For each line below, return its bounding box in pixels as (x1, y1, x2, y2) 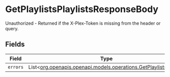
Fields (5, 40, 25, 49)
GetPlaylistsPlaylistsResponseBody (5, 4, 158, 15)
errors (8, 64, 24, 70)
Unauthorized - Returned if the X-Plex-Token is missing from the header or (5, 20, 161, 26)
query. (5, 25, 19, 31)
